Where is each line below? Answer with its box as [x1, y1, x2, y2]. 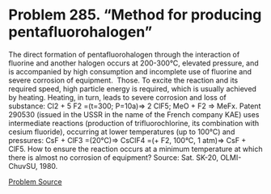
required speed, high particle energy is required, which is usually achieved [8, 83, 257, 94]
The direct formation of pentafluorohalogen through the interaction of [8, 49, 240, 59]
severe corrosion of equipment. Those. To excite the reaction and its [8, 75, 239, 85]
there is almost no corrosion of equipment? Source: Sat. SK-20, [8, 152, 218, 162]
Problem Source [8, 176, 62, 187]
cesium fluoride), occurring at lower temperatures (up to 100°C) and [8, 127, 235, 137]
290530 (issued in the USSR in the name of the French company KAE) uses [8, 109, 260, 119]
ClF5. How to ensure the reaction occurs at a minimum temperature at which [8, 144, 263, 154]
